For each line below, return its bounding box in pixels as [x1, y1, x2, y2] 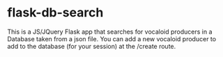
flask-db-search [7, 5, 104, 21]
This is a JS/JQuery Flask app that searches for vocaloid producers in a [7, 27, 213, 36]
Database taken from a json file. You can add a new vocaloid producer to [7, 34, 217, 43]
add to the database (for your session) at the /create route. [7, 42, 176, 50]
